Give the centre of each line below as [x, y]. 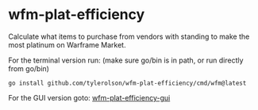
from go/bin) [29, 68]
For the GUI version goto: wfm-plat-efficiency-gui [89, 97]
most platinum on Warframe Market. [67, 44]
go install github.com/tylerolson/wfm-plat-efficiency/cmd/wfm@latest [127, 83]
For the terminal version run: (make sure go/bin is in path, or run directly [126, 60]
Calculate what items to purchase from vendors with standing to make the [129, 36]
